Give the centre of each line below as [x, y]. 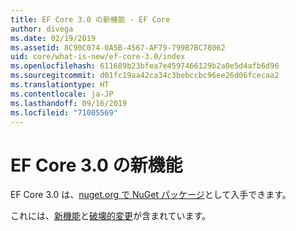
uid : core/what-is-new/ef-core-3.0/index [98, 57]
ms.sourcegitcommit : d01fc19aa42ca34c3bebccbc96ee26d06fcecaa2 [145, 76]
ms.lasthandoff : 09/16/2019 [69, 103]
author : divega [42, 29]
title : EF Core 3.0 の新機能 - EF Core [90, 19]
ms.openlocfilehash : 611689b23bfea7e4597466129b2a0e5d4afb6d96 [145, 66]
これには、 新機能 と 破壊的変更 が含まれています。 [111, 216]
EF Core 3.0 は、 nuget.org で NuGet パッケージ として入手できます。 [151, 195]
